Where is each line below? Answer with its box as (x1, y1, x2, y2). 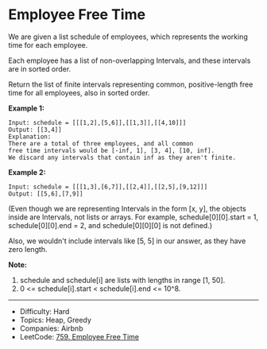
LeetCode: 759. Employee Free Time (19, 332, 139, 341)
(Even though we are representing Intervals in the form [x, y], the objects (8, 204, 246, 213)
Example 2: (8, 167, 46, 176)
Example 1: (8, 103, 45, 113)
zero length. (8, 244, 48, 254)
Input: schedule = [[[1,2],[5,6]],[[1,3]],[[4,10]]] (8, 118, 187, 126)
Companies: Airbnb (19, 324, 83, 333)
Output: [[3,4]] (8, 126, 62, 134)
